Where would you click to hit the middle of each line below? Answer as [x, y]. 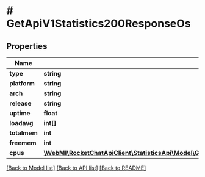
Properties [27, 46]
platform [22, 83]
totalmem [23, 133]
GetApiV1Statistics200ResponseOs [99, 23]
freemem [23, 143]
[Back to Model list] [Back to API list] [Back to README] [76, 168]
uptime [20, 113]
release [20, 103]
